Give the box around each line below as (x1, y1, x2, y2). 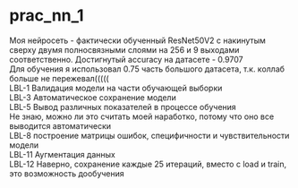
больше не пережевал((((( (9, 73, 109, 83)
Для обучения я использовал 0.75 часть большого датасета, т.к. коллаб (9, 64, 285, 74)
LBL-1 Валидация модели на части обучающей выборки (9, 82, 223, 93)
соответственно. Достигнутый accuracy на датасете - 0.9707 (9, 54, 243, 64)
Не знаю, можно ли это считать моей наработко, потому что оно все (9, 111, 275, 122)
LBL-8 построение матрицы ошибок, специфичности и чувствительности (9, 130, 290, 141)
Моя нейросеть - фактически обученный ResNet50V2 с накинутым (9, 35, 267, 46)
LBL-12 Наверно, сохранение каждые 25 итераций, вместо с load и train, (9, 158, 287, 169)
